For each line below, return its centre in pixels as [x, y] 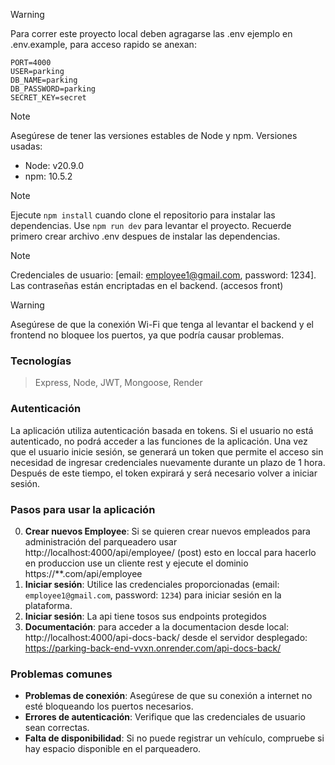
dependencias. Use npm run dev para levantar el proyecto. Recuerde [151, 225]
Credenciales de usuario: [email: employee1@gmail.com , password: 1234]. [163, 275]
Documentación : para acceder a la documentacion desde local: [156, 626]
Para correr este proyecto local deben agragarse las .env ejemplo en [151, 33]
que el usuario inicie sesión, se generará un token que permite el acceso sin [167, 451]
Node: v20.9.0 [54, 165]
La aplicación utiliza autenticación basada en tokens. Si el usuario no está [162, 430]
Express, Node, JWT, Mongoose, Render [118, 383]
